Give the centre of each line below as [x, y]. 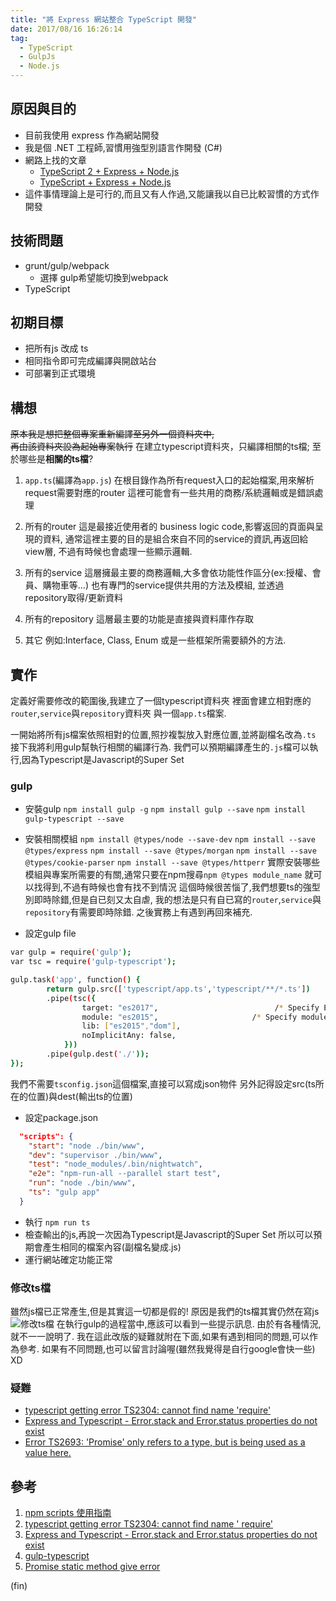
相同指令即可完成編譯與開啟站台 [90, 361]
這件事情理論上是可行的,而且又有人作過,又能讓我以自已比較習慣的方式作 [172, 193]
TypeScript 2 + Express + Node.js [109, 171]
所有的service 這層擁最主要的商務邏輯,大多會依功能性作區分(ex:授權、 [168, 573]
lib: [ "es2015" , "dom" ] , [131, 1026]
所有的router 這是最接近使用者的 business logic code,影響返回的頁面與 [169, 527]
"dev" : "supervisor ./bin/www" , [95, 1155]
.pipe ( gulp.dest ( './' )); [98, 1054]
